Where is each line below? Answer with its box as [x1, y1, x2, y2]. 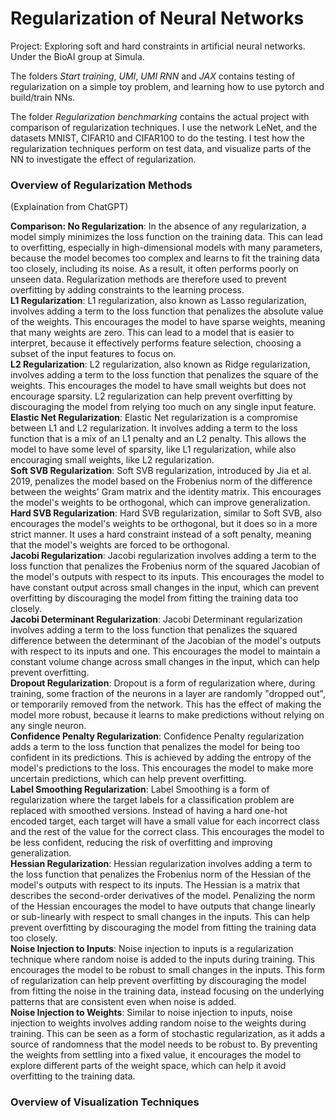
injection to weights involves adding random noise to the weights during [10, 1017, 307, 1029]
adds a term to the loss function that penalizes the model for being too [10, 741, 301, 753]
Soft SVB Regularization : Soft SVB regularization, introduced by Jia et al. [10, 465, 312, 477]
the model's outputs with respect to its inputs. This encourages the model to [10, 571, 325, 583]
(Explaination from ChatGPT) [10, 201, 129, 213]
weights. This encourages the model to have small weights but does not [10, 380, 307, 392]
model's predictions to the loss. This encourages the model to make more [10, 762, 314, 774]
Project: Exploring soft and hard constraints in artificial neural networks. [10, 40, 306, 52]
